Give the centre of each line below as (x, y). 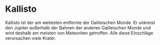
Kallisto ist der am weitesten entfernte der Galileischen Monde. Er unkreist (80, 22)
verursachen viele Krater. (31, 38)
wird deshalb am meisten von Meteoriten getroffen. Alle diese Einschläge (79, 33)
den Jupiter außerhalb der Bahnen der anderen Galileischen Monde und (78, 27)
